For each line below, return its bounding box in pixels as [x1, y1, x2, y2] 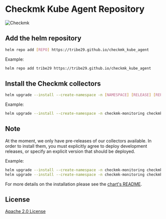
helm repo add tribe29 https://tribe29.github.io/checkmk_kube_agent [5, 66, 152, 71]
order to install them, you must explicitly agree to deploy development [5, 143, 147, 149]
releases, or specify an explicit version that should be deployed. [5, 148, 135, 154]
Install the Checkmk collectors [5, 79, 101, 88]
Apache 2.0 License [5, 209, 46, 215]
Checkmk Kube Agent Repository [5, 3, 145, 15]
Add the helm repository [5, 34, 82, 43]
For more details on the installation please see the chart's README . [5, 181, 142, 187]
